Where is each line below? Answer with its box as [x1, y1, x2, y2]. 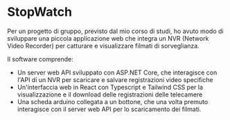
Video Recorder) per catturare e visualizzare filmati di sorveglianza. [7, 41, 200, 50]
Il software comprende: [7, 54, 74, 63]
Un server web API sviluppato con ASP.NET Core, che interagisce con [17, 68, 218, 77]
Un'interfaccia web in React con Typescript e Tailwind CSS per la [17, 83, 203, 91]
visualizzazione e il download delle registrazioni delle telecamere [17, 90, 203, 99]
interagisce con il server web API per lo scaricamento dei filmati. [17, 105, 202, 113]
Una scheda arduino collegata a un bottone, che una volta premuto [17, 97, 209, 106]
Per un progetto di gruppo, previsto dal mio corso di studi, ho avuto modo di [7, 27, 224, 35]
